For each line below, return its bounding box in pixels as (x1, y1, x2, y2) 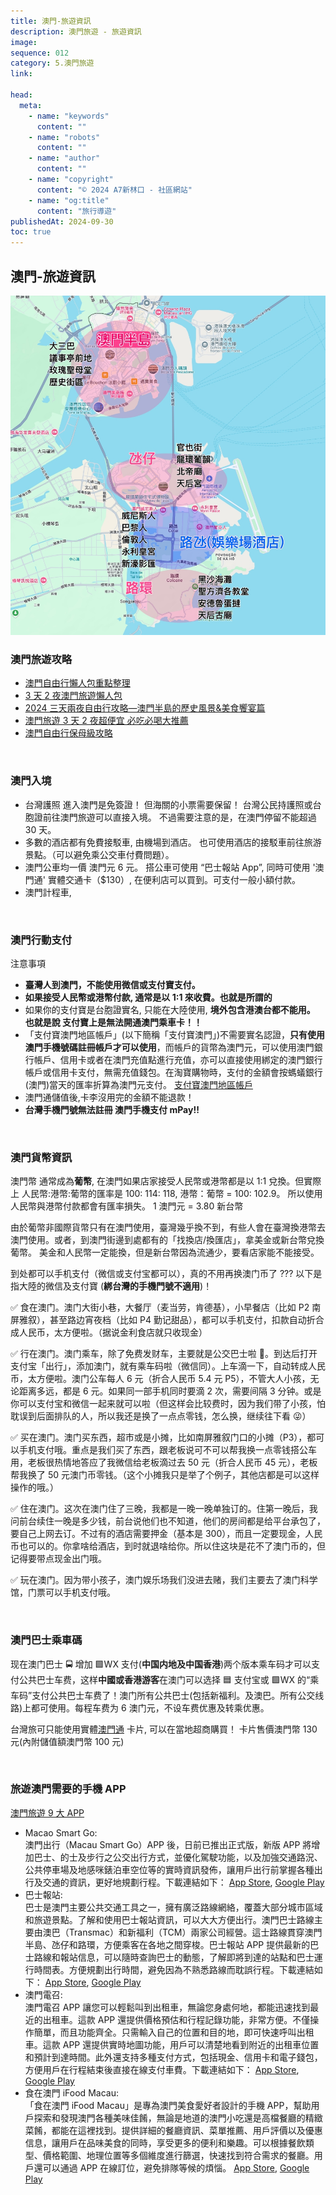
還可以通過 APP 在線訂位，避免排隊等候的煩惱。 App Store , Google (33, 2161, 310, 2174)
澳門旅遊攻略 (10, 652, 73, 666)
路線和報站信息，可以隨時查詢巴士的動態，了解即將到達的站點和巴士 (33, 1951, 315, 1963)
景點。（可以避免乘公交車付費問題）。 (24, 848, 175, 860)
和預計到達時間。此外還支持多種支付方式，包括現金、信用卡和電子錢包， (24, 2051, 323, 2063)
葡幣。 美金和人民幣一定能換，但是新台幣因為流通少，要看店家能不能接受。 (10, 1246, 320, 1259)
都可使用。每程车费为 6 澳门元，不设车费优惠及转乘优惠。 (31, 1701, 270, 1714)
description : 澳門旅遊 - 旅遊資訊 (10, 26, 142, 37)
